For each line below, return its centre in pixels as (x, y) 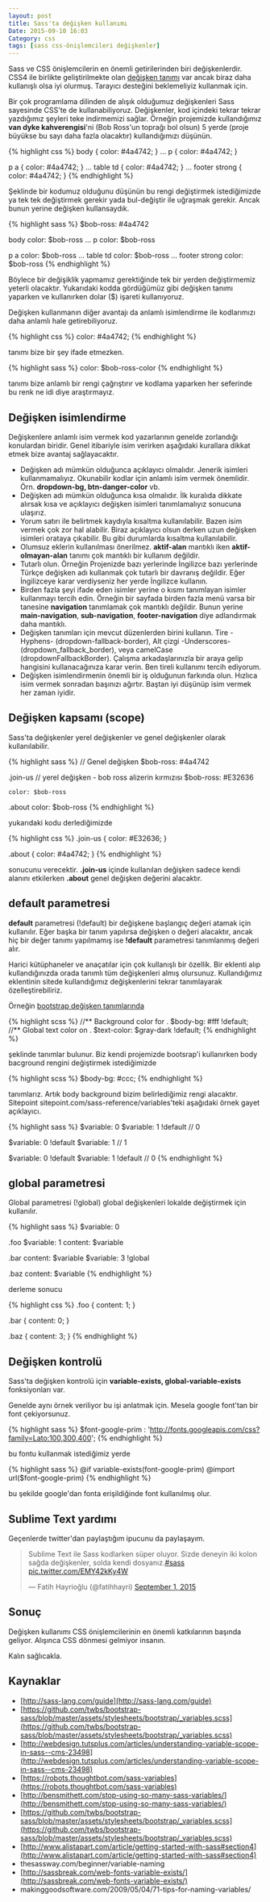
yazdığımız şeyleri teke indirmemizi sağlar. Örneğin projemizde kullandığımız (135, 119)
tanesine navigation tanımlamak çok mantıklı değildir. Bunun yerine (131, 607)
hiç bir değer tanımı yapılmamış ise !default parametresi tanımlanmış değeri (134, 940)
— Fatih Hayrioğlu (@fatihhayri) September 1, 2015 (112, 1587)
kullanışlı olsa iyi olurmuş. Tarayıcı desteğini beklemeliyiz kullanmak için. (128, 86)
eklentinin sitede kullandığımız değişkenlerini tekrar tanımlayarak (116, 981)
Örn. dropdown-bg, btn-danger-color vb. (90, 487)
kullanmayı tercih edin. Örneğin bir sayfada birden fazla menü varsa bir (137, 598)
